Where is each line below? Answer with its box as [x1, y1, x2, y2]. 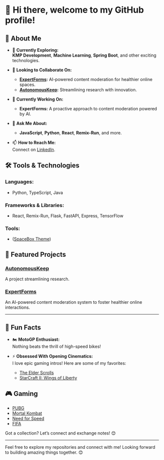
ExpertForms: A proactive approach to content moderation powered [19, 106, 157, 111]
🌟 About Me [5, 34, 41, 42]
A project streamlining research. [5, 276, 70, 282]
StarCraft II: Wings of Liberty [19, 375, 77, 381]
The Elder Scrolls [19, 370, 54, 376]
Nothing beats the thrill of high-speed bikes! [12, 344, 101, 350]
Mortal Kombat [12, 410, 42, 416]
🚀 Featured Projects [5, 250, 66, 258]
